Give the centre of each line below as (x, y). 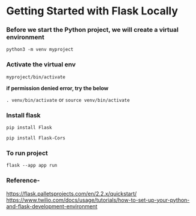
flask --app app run (32, 166)
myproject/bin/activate (36, 77)
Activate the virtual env (41, 65)
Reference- (23, 181)
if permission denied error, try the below (58, 88)
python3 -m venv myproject (40, 50)
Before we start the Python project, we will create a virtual (92, 30)
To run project (27, 153)
